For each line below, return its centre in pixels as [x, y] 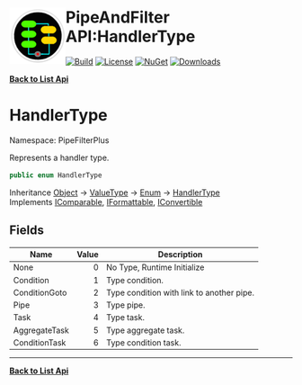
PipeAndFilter [118, 18]
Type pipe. [126, 305]
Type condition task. [144, 342]
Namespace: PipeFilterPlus [59, 140]
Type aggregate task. [146, 330]
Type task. [126, 318]
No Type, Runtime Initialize [155, 267]
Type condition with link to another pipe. [180, 292]
